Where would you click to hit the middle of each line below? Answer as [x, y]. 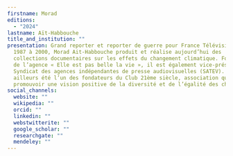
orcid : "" [27, 110]
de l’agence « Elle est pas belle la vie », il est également [105, 65]
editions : [21, 20]
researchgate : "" [38, 135]
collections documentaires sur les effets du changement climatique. [116, 59]
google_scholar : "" [42, 129]
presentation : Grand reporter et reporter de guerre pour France [103, 46]
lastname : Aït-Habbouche [43, 33]
